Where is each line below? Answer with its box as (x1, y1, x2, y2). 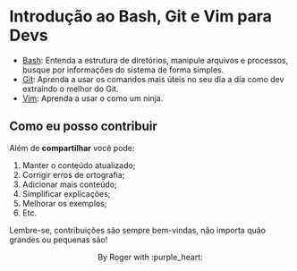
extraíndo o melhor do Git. (21, 83, 119, 94)
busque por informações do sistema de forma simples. (21, 64, 225, 75)
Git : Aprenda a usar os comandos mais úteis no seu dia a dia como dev (21, 73, 284, 84)
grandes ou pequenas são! (9, 234, 108, 245)
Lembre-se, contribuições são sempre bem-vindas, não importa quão (9, 224, 267, 235)
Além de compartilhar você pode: (9, 142, 135, 153)
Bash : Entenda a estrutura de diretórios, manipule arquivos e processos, (21, 55, 289, 65)
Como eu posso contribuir (9, 119, 158, 134)
